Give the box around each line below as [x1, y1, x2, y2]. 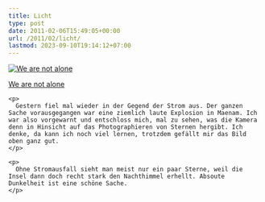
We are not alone [8, 80, 65, 89]
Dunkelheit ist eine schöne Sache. [8, 179, 128, 188]
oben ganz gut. [8, 138, 60, 146]
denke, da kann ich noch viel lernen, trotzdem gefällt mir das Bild [8, 130, 247, 138]
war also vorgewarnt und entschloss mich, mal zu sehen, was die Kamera [8, 116, 258, 125]
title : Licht [8, 11, 52, 20]
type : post [8, 19, 45, 27]
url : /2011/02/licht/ [8, 34, 81, 43]
